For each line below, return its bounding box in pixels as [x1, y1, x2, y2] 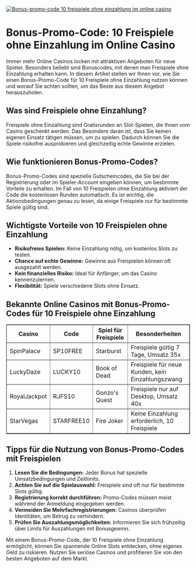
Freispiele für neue [130, 360, 183, 369]
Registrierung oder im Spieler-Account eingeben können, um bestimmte [6, 178, 179, 185]
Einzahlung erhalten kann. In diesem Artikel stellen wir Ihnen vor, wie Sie [6, 70, 180, 77]
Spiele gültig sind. [6, 204, 50, 211]
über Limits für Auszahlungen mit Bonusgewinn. [14, 525, 130, 532]
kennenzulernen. [14, 276, 55, 283]
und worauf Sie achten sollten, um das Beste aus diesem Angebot [6, 82, 164, 89]
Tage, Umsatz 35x [130, 351, 181, 359]
